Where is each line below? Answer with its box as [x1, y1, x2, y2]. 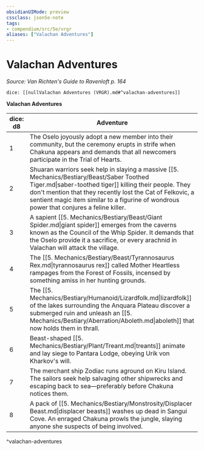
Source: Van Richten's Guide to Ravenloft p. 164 [6, 78, 126, 85]
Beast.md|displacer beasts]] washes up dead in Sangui [29, 407, 187, 415]
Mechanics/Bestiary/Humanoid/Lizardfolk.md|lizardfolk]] [29, 294, 192, 302]
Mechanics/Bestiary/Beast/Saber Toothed [29, 173, 149, 181]
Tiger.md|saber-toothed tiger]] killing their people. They [29, 181, 191, 189]
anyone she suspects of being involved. [29, 422, 143, 431]
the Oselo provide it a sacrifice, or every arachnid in [29, 236, 177, 244]
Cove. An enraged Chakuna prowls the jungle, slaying [29, 415, 182, 423]
